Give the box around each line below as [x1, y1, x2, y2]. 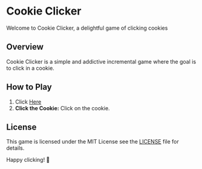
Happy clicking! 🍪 [6, 156, 50, 164]
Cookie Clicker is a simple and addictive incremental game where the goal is [6, 58, 197, 65]
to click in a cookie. [6, 64, 54, 71]
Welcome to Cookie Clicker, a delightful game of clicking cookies [6, 24, 168, 31]
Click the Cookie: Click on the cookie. [15, 104, 110, 111]
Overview [6, 42, 44, 52]
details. [6, 144, 25, 152]
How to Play [6, 82, 53, 92]
